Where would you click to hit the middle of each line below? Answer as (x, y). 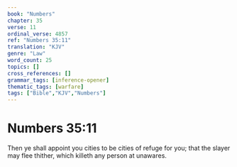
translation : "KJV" (36, 47)
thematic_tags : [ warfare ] (45, 87)
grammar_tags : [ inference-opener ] (59, 80)
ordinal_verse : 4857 (38, 34)
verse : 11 (22, 27)
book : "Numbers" (31, 14)
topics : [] (23, 67)
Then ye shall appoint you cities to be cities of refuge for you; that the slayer (119, 148)
